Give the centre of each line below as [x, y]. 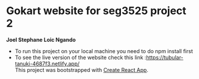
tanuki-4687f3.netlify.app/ [47, 64]
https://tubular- [164, 57]
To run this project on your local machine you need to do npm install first [104, 51]
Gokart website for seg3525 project [96, 11]
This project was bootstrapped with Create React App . [82, 70]
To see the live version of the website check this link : [80, 57]
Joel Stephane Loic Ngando [41, 39]
